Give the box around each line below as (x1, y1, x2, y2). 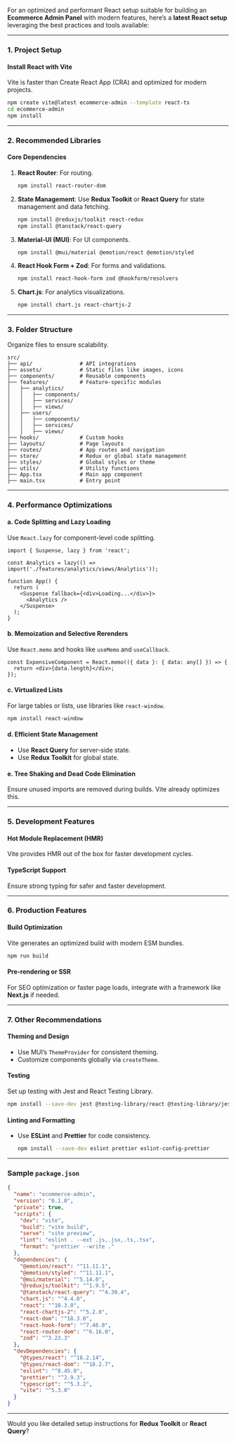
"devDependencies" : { (13, 1348, 77, 1355)
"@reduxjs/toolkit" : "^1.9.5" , (20, 1282, 112, 1289)
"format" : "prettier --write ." (20, 1243, 114, 1251)
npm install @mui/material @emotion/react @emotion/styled (17, 249, 195, 256)
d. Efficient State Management (7, 730, 98, 739)
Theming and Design (7, 1032, 70, 1040)
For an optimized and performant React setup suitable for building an (7, 6, 207, 14)
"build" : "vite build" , (20, 1223, 90, 1230)
